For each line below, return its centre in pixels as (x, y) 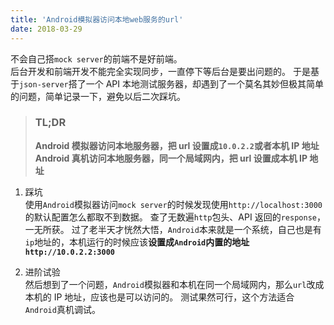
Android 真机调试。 (62, 309)
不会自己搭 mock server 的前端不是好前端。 (96, 58)
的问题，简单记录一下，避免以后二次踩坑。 (98, 96)
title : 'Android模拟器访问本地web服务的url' (97, 19)
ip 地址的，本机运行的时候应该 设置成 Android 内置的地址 (137, 242)
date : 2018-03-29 (46, 29)
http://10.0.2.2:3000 (69, 252)
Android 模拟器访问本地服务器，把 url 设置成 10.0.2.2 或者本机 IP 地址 (177, 145)
